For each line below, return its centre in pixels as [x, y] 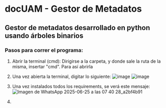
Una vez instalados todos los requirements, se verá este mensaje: [81, 86]
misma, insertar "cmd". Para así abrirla [52, 66]
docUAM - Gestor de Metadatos [73, 9]
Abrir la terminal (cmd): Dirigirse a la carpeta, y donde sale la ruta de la [86, 61]
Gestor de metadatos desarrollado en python [78, 28]
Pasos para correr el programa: [44, 50]
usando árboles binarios [44, 35]
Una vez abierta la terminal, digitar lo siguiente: [62, 76]
